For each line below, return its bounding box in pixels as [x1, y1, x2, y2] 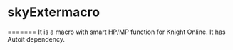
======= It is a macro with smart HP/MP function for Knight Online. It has [7, 27, 226, 36]
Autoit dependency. [7, 35, 66, 43]
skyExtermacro [7, 4, 100, 20]
